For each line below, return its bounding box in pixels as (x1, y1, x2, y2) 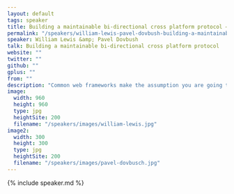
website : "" (7, 50, 42, 57)
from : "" (7, 75, 33, 82)
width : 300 (13, 133, 45, 140)
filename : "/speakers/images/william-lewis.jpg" (13, 120, 157, 128)
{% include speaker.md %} (7, 179, 85, 187)
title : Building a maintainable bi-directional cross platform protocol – (7, 23, 229, 30)
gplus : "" (7, 68, 36, 75)
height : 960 (13, 101, 49, 108)
